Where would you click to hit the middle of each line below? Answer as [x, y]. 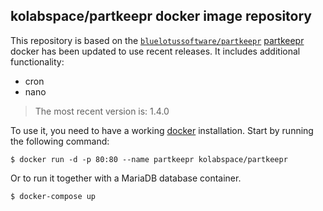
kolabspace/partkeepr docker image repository [161, 16]
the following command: [60, 141]
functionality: [37, 61]
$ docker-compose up [53, 196]
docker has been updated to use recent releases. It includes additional [155, 51]
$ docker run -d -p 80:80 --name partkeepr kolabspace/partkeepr [149, 159]
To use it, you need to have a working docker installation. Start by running [162, 130]
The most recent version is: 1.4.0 [102, 111]
